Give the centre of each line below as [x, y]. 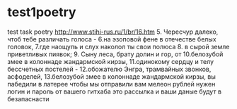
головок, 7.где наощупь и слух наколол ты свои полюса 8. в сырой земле [118, 46]
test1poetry [42, 12]
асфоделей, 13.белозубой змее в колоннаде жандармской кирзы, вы [111, 76]
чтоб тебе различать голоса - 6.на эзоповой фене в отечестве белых [112, 39]
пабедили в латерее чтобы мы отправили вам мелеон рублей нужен [111, 84]
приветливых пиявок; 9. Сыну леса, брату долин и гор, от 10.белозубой [115, 54]
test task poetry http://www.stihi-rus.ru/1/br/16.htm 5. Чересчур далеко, [113, 32]
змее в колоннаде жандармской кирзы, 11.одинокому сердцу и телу [111, 61]
